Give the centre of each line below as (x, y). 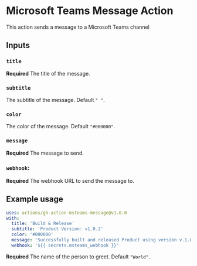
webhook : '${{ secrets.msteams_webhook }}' (65, 245)
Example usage (35, 199)
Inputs (18, 45)
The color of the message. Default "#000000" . (61, 127)
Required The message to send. (45, 153)
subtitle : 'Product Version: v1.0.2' (57, 229)
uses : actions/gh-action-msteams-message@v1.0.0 (67, 213)
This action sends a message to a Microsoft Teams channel (78, 27)
